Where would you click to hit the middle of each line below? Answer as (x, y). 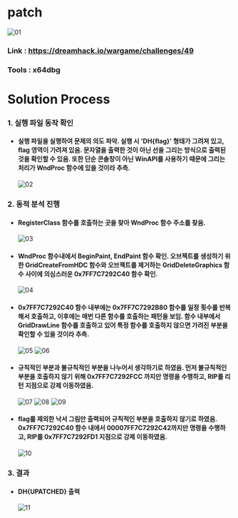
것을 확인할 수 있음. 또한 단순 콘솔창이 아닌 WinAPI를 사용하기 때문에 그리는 (121, 159)
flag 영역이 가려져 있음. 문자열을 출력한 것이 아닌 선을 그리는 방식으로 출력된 (122, 150)
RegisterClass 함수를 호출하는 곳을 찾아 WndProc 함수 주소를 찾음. (112, 223)
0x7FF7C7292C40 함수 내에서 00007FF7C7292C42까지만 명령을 (112, 428)
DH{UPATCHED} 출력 (49, 491)
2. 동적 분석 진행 (34, 204)
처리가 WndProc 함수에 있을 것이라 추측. (74, 168)
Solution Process (59, 99)
